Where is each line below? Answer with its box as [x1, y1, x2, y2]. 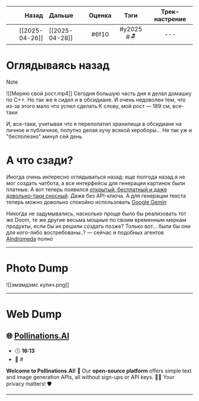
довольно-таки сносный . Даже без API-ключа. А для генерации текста [6, 192, 187, 199]
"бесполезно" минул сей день [6, 133, 82, 140]
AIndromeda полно [6, 235, 53, 242]
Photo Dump [6, 262, 69, 275]
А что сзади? [6, 154, 73, 167]
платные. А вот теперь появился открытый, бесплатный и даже [6, 186, 168, 193]
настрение [153, 15, 187, 23]
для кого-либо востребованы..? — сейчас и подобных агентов [6, 228, 164, 236]
